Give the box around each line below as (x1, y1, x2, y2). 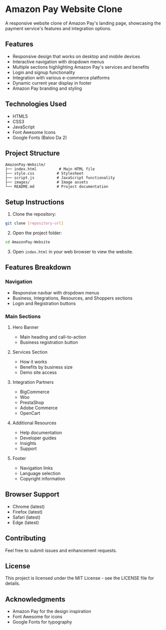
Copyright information (19, 476, 65, 482)
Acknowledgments (5, 595, 66, 603)
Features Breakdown (5, 263, 71, 272)
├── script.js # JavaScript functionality (5, 176, 115, 181)
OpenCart (19, 410, 40, 416)
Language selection (19, 470, 61, 476)
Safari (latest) (12, 514, 41, 520)
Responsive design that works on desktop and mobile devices (12, 53, 140, 59)
